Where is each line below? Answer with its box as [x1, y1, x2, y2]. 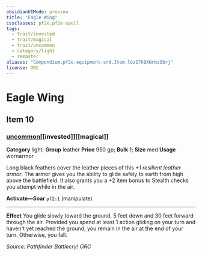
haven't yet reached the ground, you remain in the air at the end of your [6, 225, 183, 232]
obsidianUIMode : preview [6, 8, 69, 15]
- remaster [11, 53, 39, 59]
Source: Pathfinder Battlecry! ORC [6, 243, 91, 250]
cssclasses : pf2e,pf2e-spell [6, 20, 79, 26]
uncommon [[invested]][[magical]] [6, 132, 109, 141]
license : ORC [6, 64, 39, 71]
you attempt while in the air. [6, 183, 75, 190]
